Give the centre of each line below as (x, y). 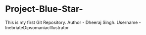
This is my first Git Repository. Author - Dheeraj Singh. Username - (73, 22)
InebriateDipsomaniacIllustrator (37, 27)
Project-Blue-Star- (44, 9)
